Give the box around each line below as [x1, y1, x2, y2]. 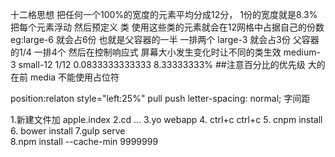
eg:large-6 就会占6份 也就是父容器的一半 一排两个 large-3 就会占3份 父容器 [10, 34, 320, 45]
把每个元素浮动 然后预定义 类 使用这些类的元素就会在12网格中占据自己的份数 [10, 21, 325, 33]
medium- [283, 46, 321, 58]
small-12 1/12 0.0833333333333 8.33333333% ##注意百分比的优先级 [18, 59, 306, 70]
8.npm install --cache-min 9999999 [10, 136, 159, 147]
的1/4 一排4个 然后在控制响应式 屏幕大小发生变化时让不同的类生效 [10, 46, 282, 58]
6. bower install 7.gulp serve [10, 125, 126, 137]
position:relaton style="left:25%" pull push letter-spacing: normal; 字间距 [10, 93, 311, 104]
